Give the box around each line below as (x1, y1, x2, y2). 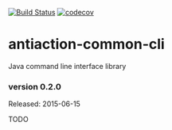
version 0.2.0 (8, 81, 61, 92)
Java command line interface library (8, 61, 127, 71)
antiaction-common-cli (8, 36, 165, 53)
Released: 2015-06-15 (8, 99, 81, 109)
